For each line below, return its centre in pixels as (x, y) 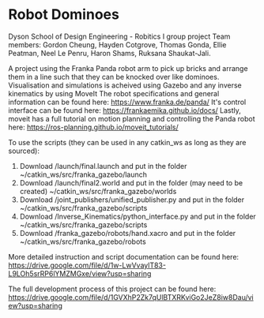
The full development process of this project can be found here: (112, 289)
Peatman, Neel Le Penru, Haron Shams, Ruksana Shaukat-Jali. (109, 53)
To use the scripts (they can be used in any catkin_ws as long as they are (127, 142)
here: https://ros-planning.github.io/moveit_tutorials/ (94, 127)
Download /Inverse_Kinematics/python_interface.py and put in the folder (138, 216)
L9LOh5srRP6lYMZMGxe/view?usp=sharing (80, 273)
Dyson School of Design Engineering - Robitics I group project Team (119, 36)
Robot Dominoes (64, 15)
